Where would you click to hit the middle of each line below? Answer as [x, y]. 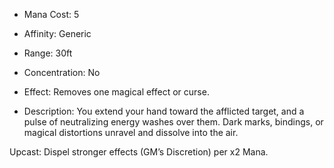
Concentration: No [62, 72]
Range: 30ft [48, 53]
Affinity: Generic [57, 33]
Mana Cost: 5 [51, 14]
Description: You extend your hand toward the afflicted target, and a [164, 111]
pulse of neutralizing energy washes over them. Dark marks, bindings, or [173, 122]
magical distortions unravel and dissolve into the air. [131, 132]
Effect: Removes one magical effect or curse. [116, 92]
